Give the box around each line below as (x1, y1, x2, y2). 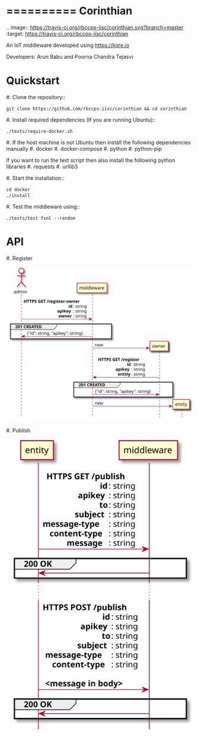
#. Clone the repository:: (6, 93, 66, 100)
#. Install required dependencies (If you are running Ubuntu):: (6, 116, 156, 123)
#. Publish (6, 426, 31, 434)
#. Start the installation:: (6, 174, 65, 182)
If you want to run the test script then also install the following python (6, 156, 175, 164)
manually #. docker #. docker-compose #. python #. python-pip (6, 145, 162, 152)
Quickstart (6, 74, 60, 87)
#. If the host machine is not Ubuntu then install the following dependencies (6, 138, 191, 146)
